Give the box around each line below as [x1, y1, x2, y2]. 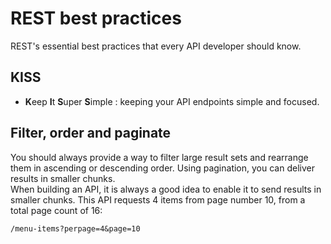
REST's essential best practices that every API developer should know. [10, 40, 302, 52]
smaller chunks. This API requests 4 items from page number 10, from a [10, 193, 306, 206]
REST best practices [10, 7, 182, 30]
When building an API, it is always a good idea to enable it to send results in [10, 183, 322, 195]
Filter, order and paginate [10, 125, 172, 142]
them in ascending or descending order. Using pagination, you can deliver [10, 162, 315, 174]
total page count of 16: [10, 204, 103, 216]
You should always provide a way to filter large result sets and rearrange [10, 151, 309, 163]
